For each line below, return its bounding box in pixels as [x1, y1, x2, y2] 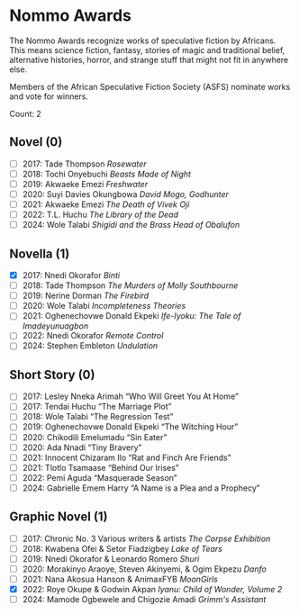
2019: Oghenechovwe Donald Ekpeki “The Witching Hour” [22, 421, 239, 432]
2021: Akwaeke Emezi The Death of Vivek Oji [22, 199, 190, 210]
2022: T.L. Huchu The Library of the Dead [22, 209, 178, 221]
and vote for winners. [9, 91, 88, 102]
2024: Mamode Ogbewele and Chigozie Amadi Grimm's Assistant [22, 594, 267, 605]
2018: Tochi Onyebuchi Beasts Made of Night [22, 168, 192, 179]
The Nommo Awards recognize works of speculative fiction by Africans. [9, 35, 276, 46]
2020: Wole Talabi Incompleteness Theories [22, 301, 186, 312]
